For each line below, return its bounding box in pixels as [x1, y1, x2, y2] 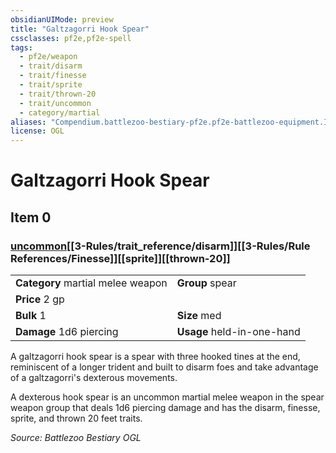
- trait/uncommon [19, 98, 92, 108]
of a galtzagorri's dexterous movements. [10, 372, 178, 383]
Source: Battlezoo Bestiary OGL [10, 432, 142, 443]
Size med [176, 309, 222, 322]
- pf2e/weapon [19, 52, 78, 62]
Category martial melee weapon [15, 276, 168, 290]
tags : [10, 42, 33, 53]
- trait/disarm [19, 61, 83, 71]
